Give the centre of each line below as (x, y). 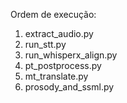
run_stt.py (45, 44)
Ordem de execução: (53, 14)
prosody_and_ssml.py (69, 87)
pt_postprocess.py (63, 65)
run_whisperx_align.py (71, 55)
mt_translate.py (56, 76)
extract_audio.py (59, 33)
